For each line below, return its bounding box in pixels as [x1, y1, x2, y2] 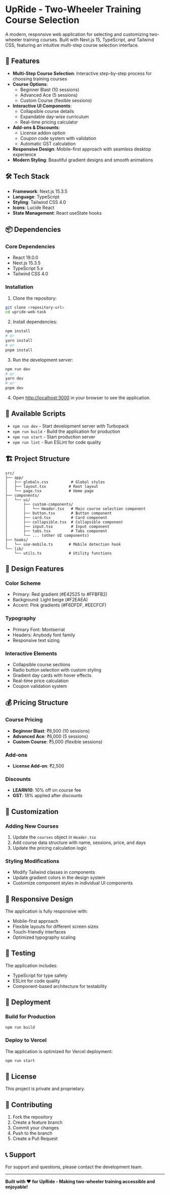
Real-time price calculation [12, 678, 69, 684]
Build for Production [5, 1013, 56, 1021]
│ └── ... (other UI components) [5, 533, 90, 538]
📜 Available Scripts [5, 410, 66, 418]
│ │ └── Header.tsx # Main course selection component [5, 506, 146, 511]
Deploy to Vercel [5, 1037, 47, 1044]
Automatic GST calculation [20, 140, 76, 147]
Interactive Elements [5, 650, 57, 657]
